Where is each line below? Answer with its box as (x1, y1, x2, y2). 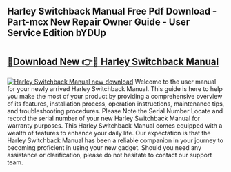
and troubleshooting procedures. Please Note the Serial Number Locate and (7, 107, 223, 115)
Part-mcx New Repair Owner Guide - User (7, 17, 190, 28)
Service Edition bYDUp (7, 27, 107, 39)
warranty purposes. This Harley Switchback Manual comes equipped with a (7, 122, 223, 130)
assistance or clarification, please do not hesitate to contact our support (7, 151, 212, 159)
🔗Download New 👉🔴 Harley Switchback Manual (7, 55, 219, 68)
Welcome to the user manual (134, 77, 217, 86)
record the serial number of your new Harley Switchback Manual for (7, 114, 201, 122)
